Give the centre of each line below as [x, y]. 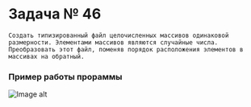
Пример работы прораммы [65, 76]
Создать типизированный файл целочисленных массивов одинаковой [119, 35]
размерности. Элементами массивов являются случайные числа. [113, 42]
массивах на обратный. [46, 56]
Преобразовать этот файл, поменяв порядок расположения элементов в [126, 49]
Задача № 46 [55, 14]
